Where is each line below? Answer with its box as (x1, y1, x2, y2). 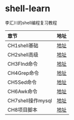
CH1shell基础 (7, 42, 38, 49)
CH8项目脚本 (7, 106, 37, 113)
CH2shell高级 (7, 51, 38, 58)
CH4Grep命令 (7, 70, 39, 76)
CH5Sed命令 (7, 79, 37, 86)
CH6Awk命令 (7, 88, 37, 95)
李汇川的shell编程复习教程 (5, 20, 57, 25)
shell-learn (5, 3, 50, 14)
